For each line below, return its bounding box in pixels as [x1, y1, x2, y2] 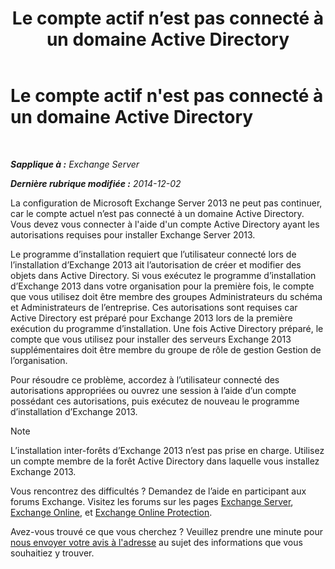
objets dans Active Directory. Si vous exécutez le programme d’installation [10, 269, 317, 281]
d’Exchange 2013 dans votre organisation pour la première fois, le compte [10, 280, 315, 292]
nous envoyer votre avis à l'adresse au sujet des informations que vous [10, 536, 303, 548]
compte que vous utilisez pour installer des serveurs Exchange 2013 [10, 333, 292, 345]
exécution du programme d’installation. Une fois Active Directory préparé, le [10, 322, 324, 334]
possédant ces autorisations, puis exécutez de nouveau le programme [10, 395, 300, 407]
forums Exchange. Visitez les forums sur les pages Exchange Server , [10, 495, 294, 507]
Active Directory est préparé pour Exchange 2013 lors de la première [10, 312, 293, 324]
